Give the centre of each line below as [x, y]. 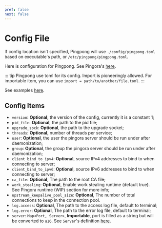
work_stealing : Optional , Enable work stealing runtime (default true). [81, 185]
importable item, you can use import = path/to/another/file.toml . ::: [75, 81]
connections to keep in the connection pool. [56, 200]
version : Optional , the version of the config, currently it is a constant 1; [83, 117]
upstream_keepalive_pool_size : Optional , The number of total [73, 195]
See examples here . [24, 90]
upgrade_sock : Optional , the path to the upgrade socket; [68, 128]
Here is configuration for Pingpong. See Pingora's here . [60, 66]
